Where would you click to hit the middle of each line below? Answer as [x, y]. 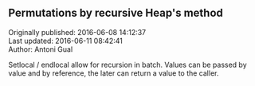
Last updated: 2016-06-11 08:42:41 [66, 41]
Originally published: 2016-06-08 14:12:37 [77, 32]
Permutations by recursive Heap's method [116, 13]
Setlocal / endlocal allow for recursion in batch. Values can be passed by [127, 64]
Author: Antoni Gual [41, 49]
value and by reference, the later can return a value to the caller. [114, 73]
